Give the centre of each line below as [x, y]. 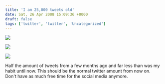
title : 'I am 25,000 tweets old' [40, 10]
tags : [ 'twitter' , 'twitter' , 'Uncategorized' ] [56, 24]
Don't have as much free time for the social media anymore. [67, 76]
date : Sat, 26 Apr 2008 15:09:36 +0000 [47, 14]
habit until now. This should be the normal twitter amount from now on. [78, 71]
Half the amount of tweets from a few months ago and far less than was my [82, 66]
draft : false [19, 19]
